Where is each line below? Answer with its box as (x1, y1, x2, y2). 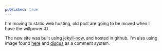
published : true (5, 7, 38, 12)
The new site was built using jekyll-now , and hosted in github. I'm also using (5, 35, 158, 41)
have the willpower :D (5, 25, 49, 32)
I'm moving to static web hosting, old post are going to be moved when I (5, 20, 150, 26)
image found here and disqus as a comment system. (5, 40, 110, 46)
